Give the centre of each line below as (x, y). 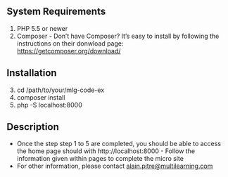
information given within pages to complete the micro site (100, 159)
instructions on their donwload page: (70, 43)
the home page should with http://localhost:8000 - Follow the (106, 151)
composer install (41, 97)
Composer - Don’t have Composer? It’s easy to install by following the (118, 36)
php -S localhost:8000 (49, 105)
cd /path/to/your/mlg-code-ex (61, 90)
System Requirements (56, 12)
